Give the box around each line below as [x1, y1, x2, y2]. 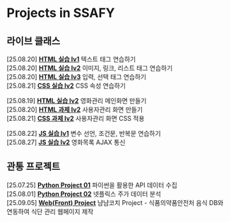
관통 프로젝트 [6, 160, 61, 173]
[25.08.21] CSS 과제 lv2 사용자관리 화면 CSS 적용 [6, 115, 145, 122]
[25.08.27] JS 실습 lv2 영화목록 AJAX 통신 [6, 138, 126, 146]
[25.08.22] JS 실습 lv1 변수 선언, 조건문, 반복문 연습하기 [6, 129, 161, 137]
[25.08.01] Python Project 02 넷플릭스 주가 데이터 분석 [6, 189, 162, 198]
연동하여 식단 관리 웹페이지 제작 [6, 207, 94, 216]
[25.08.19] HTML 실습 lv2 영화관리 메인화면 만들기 [6, 97, 147, 105]
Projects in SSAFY [6, 5, 115, 21]
